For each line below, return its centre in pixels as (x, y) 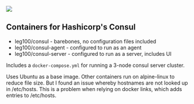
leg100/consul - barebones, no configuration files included (85, 41)
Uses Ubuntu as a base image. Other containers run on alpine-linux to (90, 76)
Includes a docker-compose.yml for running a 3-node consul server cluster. (95, 65)
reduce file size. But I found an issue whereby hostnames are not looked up (97, 83)
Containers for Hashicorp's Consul (71, 27)
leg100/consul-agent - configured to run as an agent (78, 48)
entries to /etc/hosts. (31, 95)
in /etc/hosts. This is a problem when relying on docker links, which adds (94, 89)
